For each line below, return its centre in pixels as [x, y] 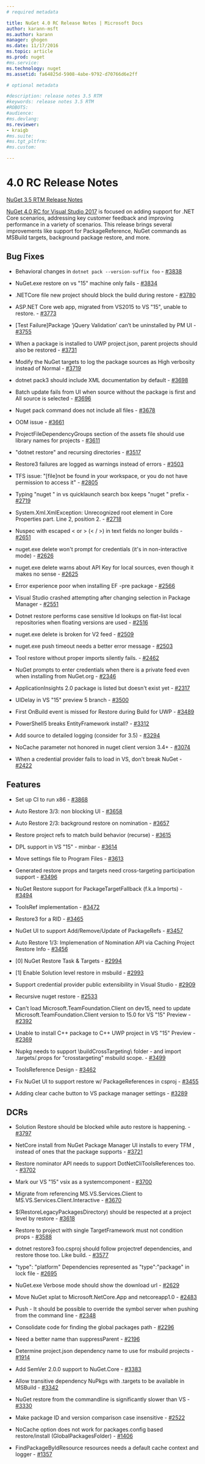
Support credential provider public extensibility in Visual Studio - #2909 [105, 984]
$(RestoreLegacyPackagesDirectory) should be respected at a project [103, 1212]
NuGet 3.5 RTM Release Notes [45, 200]
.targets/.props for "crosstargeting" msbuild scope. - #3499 [90, 1057]
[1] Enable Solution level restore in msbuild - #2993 [79, 973]
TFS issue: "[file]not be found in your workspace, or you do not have [101, 476]
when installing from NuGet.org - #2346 [66, 676]
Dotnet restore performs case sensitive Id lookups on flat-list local [98, 616]
